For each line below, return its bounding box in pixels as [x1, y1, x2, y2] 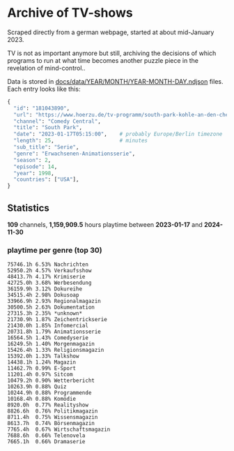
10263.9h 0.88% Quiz [7, 383, 68, 390]
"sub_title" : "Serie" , [13, 144, 79, 151]
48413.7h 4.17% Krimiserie [7, 274, 86, 281]
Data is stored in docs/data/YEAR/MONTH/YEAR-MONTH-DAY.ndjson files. [7, 77, 224, 85]
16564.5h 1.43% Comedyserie [7, 334, 89, 341]
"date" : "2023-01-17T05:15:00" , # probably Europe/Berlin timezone [13, 131, 223, 138]
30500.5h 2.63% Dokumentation [7, 304, 95, 311]
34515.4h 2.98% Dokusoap [7, 292, 79, 299]
